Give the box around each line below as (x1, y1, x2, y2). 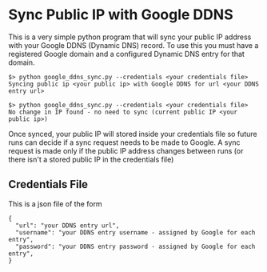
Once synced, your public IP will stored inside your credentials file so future (8, 129, 257, 138)
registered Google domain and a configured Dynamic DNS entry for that (8, 49, 245, 58)
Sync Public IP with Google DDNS (8, 6, 233, 24)
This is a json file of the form (8, 198, 102, 209)
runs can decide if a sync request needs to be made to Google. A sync (8, 138, 241, 147)
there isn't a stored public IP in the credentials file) (8, 154, 174, 164)
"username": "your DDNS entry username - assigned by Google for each (15, 228, 256, 237)
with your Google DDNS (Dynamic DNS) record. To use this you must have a (8, 40, 259, 50)
